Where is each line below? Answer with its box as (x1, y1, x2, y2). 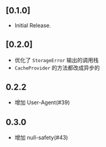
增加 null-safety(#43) (14, 134, 68, 142)
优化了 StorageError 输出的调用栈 (14, 56, 99, 63)
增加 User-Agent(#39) (14, 99, 71, 106)
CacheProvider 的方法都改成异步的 (14, 64, 100, 71)
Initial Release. (14, 21, 51, 29)
